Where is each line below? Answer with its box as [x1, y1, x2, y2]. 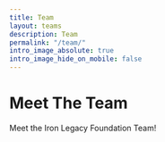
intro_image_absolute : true [9, 46, 115, 55]
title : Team [9, 13, 54, 22]
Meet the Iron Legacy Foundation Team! [9, 122, 157, 133]
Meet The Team [9, 93, 128, 113]
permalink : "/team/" [9, 38, 87, 47]
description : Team [9, 29, 78, 38]
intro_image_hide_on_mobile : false [9, 54, 143, 63]
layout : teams [9, 21, 63, 30]
